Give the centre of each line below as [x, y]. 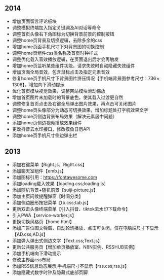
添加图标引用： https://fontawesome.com [54, 177]
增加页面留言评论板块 [34, 21]
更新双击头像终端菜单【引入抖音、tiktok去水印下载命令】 [71, 209]
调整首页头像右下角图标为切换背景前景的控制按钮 [63, 34]
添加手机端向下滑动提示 [36, 253]
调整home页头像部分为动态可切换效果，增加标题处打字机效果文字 [80, 110]
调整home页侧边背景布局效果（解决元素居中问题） [65, 116]
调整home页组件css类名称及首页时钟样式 [55, 53]
